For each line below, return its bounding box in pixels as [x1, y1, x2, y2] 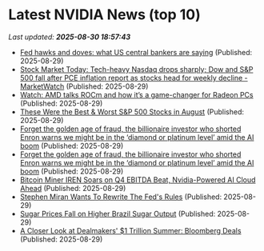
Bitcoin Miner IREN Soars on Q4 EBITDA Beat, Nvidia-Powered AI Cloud [19, 174, 256, 185]
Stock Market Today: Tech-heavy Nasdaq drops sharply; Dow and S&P [19, 64, 254, 74]
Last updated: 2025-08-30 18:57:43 [8, 32, 131, 42]
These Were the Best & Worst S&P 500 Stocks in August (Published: [19, 106, 244, 117]
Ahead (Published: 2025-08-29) [19, 183, 126, 193]
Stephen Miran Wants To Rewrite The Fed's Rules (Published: [19, 192, 222, 201]
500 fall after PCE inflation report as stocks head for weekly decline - [19, 73, 248, 82]
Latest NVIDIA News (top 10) [8, 6, 202, 24]
